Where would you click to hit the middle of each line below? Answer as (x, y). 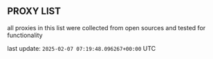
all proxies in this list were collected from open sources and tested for (106, 27)
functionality (25, 35)
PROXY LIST (34, 11)
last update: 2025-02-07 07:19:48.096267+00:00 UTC (82, 48)
